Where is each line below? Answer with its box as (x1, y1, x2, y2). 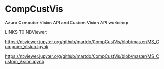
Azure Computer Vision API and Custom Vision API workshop (5, 20, 129, 25)
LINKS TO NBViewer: (5, 29, 47, 35)
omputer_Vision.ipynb (5, 44, 49, 49)
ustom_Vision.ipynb (5, 58, 44, 64)
